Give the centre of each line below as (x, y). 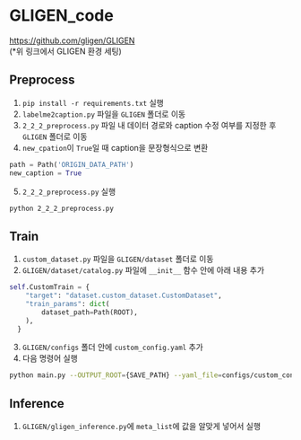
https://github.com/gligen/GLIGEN (72, 40)
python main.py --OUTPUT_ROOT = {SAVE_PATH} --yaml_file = (116, 375)
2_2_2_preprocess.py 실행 (69, 191)
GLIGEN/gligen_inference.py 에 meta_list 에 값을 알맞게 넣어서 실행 (142, 427)
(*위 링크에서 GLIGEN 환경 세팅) (66, 51)
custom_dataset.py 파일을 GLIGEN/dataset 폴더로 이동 (118, 259)
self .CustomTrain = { (50, 287)
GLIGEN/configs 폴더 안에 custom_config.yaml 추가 (112, 348)
